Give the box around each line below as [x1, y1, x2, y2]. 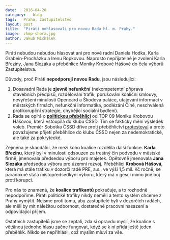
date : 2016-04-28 [5, 7, 47, 13]
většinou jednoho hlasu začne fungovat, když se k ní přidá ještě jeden [5, 224, 152, 230]
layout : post [5, 21, 33, 27]
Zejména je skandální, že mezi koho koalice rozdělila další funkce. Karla [5, 144, 156, 150]
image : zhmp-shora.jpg [5, 31, 56, 36]
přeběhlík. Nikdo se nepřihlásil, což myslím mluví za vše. [5, 229, 124, 235]
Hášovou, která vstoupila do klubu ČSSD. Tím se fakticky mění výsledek [12, 118, 164, 124]
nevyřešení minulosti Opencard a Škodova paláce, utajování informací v [12, 96, 163, 102]
